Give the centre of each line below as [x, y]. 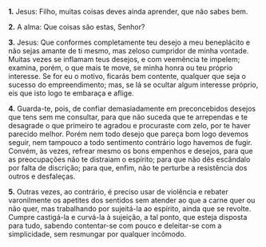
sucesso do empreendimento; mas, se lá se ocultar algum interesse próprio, [133, 84]
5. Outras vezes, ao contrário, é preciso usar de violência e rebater [119, 192]
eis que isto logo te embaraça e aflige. [71, 93]
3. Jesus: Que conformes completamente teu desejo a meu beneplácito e [129, 42]
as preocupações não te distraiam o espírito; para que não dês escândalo [129, 159]
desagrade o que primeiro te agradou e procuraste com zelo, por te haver [129, 125]
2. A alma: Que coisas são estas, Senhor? [77, 27]
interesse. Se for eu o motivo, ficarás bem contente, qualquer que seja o [127, 76]
